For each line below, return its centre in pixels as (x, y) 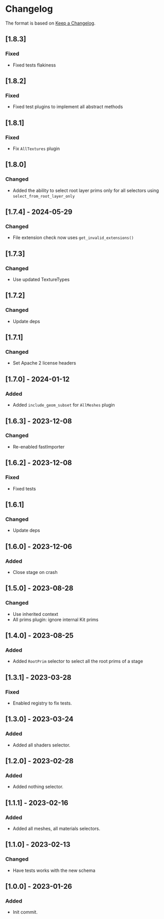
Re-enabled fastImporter (39, 446)
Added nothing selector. (38, 787)
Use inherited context (36, 614)
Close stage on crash (35, 572)
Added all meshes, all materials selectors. (56, 828)
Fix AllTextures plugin (36, 148)
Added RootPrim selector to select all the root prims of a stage (78, 661)
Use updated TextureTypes (41, 280)
